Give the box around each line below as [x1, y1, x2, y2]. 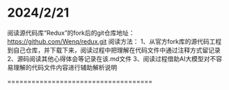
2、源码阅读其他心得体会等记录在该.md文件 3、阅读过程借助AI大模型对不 [7, 54, 216, 63]
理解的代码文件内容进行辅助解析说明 [13, 63, 117, 71]
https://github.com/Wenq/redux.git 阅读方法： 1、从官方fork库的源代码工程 [7, 37, 222, 46]
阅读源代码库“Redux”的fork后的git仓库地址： [7, 28, 135, 37]
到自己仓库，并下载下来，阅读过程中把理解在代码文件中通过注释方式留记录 [7, 46, 221, 54]
